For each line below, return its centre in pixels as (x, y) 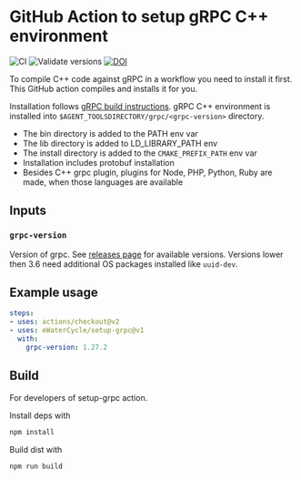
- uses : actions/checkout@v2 (65, 322)
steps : (22, 313)
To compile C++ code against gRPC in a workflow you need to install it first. (151, 78)
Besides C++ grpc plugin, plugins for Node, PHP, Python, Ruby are (147, 172)
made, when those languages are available (103, 182)
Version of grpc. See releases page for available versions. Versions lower (146, 254)
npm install (32, 432)
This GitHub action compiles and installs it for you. (104, 88)
